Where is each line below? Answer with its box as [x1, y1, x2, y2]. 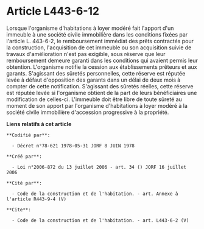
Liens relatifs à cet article [6, 120, 72, 127]
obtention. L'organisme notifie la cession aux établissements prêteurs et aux [6, 63, 197, 71]
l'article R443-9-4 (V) [6, 196, 67, 202]
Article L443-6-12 [6, 4, 99, 18]
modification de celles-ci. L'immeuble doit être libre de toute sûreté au [6, 96, 183, 103]
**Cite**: [6, 206, 32, 213]
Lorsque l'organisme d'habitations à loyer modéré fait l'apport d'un [6, 24, 174, 32]
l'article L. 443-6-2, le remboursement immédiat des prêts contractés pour [6, 37, 194, 44]
